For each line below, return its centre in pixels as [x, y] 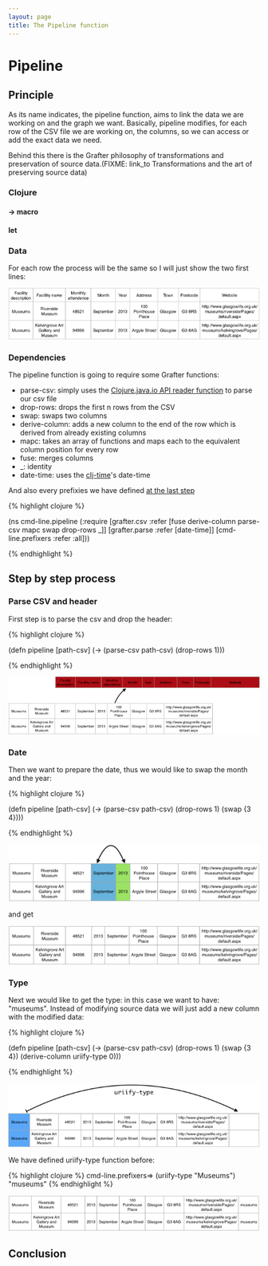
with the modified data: [46, 1017]
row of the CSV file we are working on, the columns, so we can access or [129, 131]
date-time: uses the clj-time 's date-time [85, 475]
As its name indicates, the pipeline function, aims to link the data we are [126, 114]
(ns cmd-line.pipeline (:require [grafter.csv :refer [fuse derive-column [122, 522]
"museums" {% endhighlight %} [61, 1184]
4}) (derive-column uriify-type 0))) [65, 1056]
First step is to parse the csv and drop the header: [91, 619]
